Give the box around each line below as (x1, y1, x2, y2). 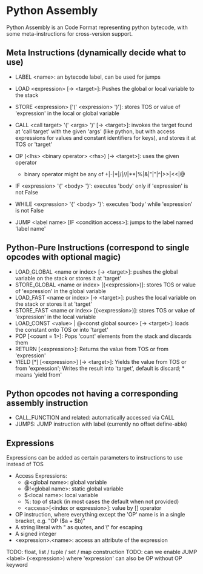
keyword (6, 561, 28, 569)
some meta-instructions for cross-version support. (6, 30, 133, 37)
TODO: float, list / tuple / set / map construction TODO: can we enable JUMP (6, 549, 198, 556)
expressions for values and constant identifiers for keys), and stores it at (15, 134, 196, 141)
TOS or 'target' (15, 140, 53, 148)
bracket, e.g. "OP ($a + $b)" (15, 517, 86, 524)
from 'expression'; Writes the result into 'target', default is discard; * (15, 365, 185, 372)
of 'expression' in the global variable (15, 287, 106, 294)
